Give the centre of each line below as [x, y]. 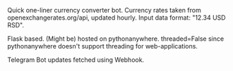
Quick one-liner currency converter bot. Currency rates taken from [104, 10]
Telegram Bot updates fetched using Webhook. [76, 60]
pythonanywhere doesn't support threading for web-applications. [102, 46]
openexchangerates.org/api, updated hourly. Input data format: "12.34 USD [116, 18]
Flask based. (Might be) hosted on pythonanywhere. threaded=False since [116, 39]
